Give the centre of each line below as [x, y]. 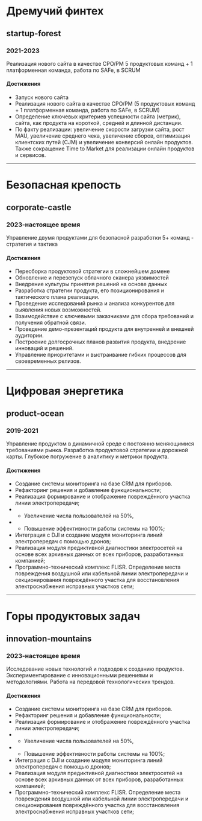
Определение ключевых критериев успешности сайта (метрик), [98, 117]
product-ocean [35, 413]
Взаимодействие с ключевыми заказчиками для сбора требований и [104, 316]
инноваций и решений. [44, 348]
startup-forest [34, 34]
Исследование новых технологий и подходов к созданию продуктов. [95, 669]
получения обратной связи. [50, 323]
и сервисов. [30, 155]
